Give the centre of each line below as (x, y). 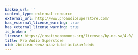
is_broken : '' (19, 32)
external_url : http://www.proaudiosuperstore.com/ (57, 18)
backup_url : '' (20, 9)
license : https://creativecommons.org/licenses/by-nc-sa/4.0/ (69, 36)
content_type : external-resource (39, 14)
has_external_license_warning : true (42, 27)
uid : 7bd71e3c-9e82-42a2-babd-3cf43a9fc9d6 (50, 45)
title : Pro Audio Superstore (34, 41)
